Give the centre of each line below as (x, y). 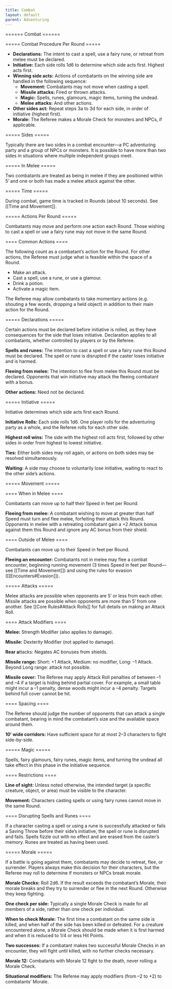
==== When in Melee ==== (34, 494)
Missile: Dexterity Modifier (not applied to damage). (60, 642)
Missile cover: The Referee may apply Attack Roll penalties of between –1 (83, 677)
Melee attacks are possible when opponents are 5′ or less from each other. (84, 596)
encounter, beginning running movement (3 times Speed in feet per (76, 565)
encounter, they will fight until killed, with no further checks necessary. (80, 951)
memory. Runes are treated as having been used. (57, 842)
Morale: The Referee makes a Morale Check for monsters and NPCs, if (87, 120)
